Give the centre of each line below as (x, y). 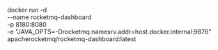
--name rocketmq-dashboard (49, 17)
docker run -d (27, 10)
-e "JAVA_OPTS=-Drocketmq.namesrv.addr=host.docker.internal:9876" (109, 32)
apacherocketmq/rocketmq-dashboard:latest (72, 39)
